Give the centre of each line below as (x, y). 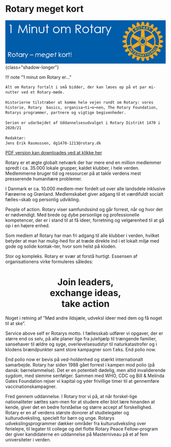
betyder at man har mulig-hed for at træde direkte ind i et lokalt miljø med (82, 241)
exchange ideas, (85, 293)
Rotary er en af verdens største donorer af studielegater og (67, 412)
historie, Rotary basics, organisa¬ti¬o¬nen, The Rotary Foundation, (82, 108)
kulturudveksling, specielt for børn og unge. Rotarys (60, 418)
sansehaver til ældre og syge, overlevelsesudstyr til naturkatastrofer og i (81, 344)
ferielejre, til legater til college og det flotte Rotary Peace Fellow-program (82, 429)
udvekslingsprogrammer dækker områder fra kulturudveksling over (76, 423)
